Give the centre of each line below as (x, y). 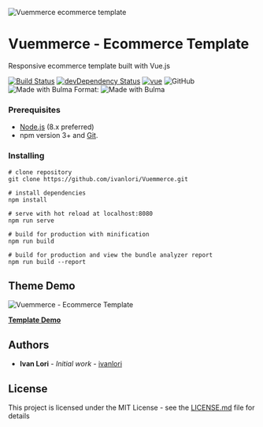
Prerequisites (34, 110)
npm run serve (31, 221)
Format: (87, 89)
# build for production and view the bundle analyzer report (111, 255)
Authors (29, 345)
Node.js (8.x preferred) (57, 127)
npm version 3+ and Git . (59, 136)
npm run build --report (47, 262)
